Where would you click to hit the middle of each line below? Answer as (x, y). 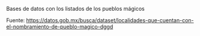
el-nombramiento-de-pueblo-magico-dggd (60, 27)
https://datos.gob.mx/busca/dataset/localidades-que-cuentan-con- (110, 20)
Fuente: (16, 20)
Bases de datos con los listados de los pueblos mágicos (76, 9)
